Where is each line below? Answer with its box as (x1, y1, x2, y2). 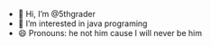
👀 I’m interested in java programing (17, 18, 148, 29)
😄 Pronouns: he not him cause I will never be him (17, 28, 203, 38)
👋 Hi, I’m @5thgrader (17, 9, 96, 19)
